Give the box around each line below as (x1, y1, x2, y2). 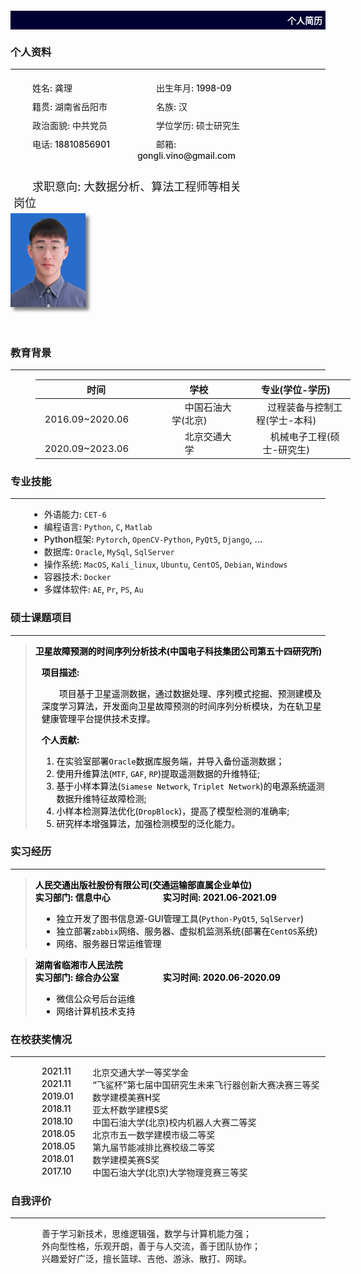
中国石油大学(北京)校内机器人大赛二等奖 (92, 1117, 257, 1129)
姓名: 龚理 (32, 82, 73, 94)
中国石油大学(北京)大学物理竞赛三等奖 (92, 1167, 248, 1179)
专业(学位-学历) (260, 383, 331, 396)
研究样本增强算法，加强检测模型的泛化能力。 (56, 817, 241, 829)
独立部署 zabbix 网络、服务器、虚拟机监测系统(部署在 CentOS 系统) (56, 925, 318, 937)
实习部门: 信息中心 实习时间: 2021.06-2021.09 (34, 891, 277, 903)
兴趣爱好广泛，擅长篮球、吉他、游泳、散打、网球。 (41, 1253, 252, 1265)
